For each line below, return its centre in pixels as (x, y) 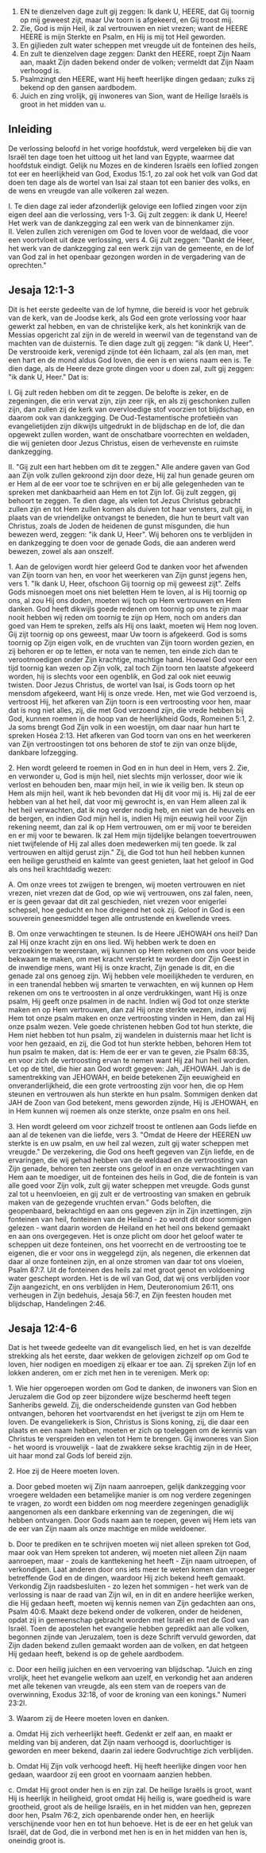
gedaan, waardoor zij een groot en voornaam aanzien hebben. (110, 1774)
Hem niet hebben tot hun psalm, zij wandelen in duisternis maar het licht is (130, 1035)
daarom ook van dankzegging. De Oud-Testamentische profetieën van (123, 417)
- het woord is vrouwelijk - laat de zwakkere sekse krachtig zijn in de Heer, (130, 1447)
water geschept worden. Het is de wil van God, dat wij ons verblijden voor (129, 1278)
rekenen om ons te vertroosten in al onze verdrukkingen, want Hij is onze (128, 992)
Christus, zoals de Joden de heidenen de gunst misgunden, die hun (119, 526)
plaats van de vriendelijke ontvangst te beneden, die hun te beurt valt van (129, 517)
